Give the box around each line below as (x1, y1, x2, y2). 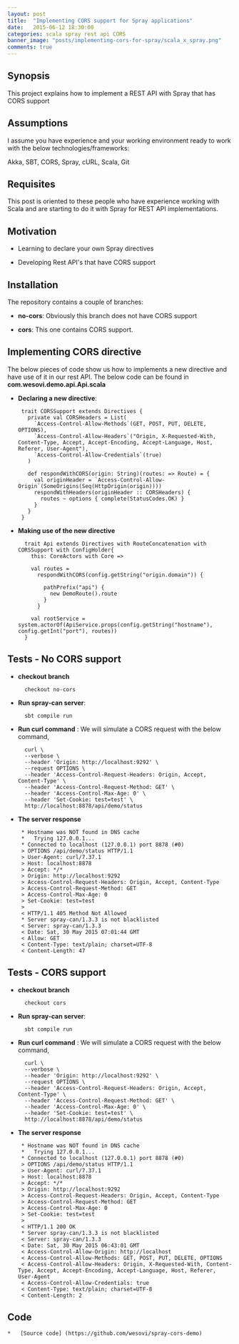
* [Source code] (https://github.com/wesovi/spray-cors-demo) (7, 1330, 203, 1338)
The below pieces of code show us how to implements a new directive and (7, 365, 227, 373)
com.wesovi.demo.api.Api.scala (7, 380, 106, 389)
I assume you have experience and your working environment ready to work (7, 136, 232, 145)
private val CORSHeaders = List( (27, 414, 127, 421)
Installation (7, 279, 59, 291)
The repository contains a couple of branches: (7, 297, 144, 307)
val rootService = (31, 615, 86, 622)
